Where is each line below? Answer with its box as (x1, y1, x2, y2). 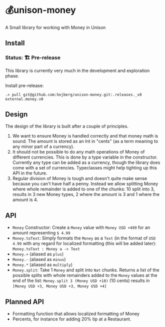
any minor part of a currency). (12, 143, 74, 149)
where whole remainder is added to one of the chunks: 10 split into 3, (12, 186, 155, 192)
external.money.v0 (5, 96, 43, 101)
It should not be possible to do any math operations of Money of (12, 149, 145, 155)
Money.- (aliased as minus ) (12, 256, 66, 262)
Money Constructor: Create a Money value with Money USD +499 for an (12, 224, 150, 230)
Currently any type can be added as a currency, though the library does (12, 159, 160, 165)
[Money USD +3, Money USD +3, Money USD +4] (12, 284, 107, 289)
